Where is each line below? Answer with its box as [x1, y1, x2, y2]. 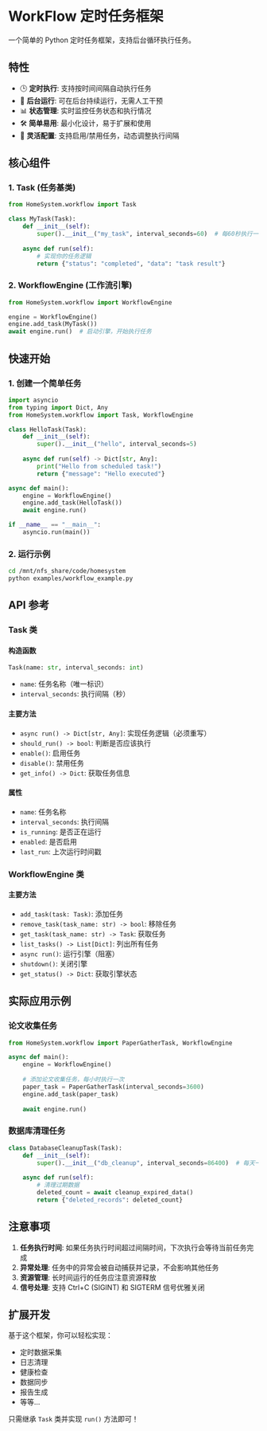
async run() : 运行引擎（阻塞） [19, 949, 119, 959]
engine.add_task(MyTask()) [8, 320, 98, 328]
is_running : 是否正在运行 [19, 826, 102, 837]
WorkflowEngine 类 [8, 868, 85, 880]
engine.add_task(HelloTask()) [22, 499, 123, 507]
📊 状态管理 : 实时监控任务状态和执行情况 [19, 105, 152, 116]
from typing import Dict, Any [8, 403, 109, 411]
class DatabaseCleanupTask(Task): [8, 1144, 123, 1152]
